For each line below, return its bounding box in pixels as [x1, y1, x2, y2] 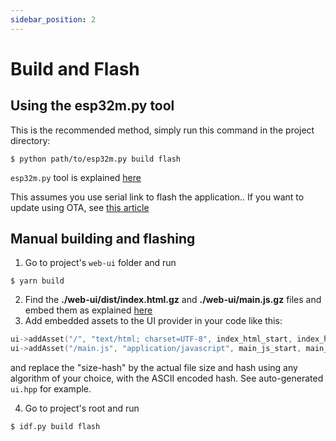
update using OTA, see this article [10, 201, 150, 213]
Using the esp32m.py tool [10, 97, 175, 115]
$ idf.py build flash [10, 422, 101, 432]
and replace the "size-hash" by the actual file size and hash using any [10, 362, 298, 374]
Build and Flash [10, 57, 140, 80]
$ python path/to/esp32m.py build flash [10, 154, 182, 164]
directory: [10, 134, 51, 146]
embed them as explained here [24, 304, 153, 316]
